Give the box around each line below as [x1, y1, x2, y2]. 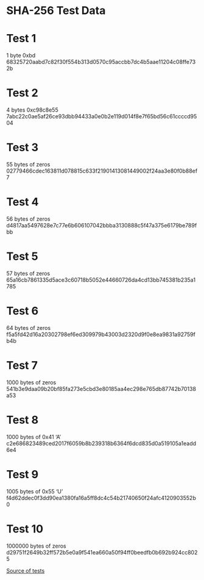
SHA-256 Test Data [6, 4, 106, 18]
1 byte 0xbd [6, 52, 36, 59]
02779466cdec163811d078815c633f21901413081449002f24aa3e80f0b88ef [6, 167, 198, 174]
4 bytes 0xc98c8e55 [6, 106, 59, 113]
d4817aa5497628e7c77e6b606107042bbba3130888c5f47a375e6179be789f [6, 221, 197, 229]
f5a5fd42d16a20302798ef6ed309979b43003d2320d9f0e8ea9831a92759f [6, 331, 196, 338]
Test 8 [6, 413, 38, 427]
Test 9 [6, 467, 38, 481]
